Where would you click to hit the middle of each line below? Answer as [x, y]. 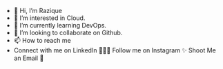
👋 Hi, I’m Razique [38, 11]
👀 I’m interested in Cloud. [49, 18]
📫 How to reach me [42, 40]
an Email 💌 [29, 58]
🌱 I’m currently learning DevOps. [60, 25]
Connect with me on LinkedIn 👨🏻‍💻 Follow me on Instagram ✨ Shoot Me [115, 50]
